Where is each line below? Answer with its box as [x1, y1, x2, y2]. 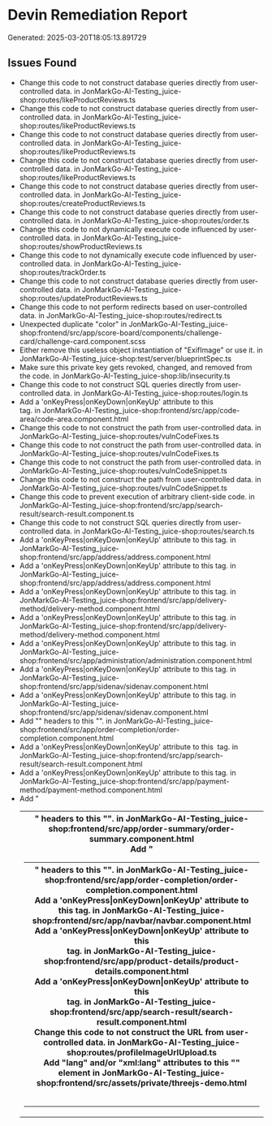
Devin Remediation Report [7, 6, 188, 24]
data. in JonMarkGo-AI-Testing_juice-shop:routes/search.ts [54, 526, 255, 536]
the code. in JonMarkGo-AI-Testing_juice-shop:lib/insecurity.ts [19, 371, 231, 381]
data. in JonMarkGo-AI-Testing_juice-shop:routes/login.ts [54, 388, 248, 398]
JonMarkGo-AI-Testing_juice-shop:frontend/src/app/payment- [19, 776, 230, 786]
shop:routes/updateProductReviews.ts [19, 293, 148, 303]
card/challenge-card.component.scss [19, 336, 146, 346]
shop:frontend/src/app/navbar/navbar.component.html [32, 915, 252, 926]
